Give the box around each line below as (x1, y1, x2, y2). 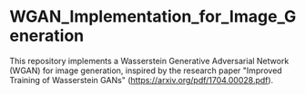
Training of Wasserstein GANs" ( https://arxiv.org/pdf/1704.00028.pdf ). (9, 74, 274, 85)
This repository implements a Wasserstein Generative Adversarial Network (9, 55, 290, 66)
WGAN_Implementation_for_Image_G (9, 6, 297, 27)
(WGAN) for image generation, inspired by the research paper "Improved (9, 65, 282, 76)
